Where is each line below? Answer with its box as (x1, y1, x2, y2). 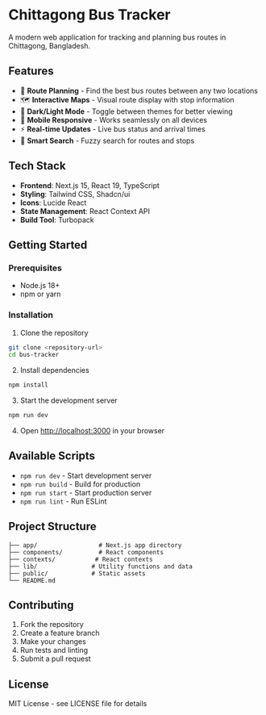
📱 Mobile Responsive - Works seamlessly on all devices (19, 115, 208, 124)
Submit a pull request (19, 654, 91, 663)
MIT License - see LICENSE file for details (8, 699, 148, 709)
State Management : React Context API (19, 206, 151, 215)
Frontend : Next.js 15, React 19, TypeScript (19, 180, 160, 190)
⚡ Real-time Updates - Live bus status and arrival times (19, 123, 206, 134)
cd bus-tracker (8, 351, 60, 359)
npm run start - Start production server (19, 487, 152, 497)
